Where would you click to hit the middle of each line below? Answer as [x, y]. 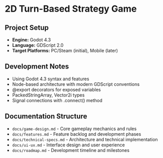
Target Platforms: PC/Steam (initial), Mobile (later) [65, 51]
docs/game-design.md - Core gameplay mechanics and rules [74, 129]
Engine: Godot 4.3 [31, 40]
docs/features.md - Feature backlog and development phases [77, 134]
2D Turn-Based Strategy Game [71, 9]
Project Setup [27, 28]
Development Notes [37, 67]
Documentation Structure [46, 117]
